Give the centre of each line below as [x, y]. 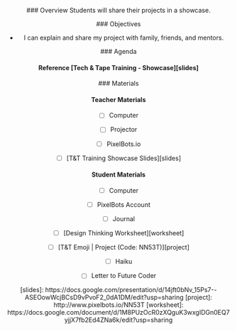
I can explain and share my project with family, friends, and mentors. [124, 38]
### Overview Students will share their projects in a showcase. [118, 10]
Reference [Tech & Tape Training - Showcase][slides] [118, 67]
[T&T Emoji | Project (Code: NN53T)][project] [124, 247]
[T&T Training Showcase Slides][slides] [124, 158]
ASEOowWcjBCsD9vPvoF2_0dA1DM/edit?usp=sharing [104, 298]
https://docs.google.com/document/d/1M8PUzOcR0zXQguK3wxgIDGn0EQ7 [118, 313]
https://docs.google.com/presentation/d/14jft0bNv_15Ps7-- [131, 290]
